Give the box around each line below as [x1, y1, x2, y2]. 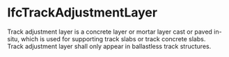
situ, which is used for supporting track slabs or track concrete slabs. [7, 34, 206, 43]
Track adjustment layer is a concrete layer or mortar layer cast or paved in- [7, 27, 222, 36]
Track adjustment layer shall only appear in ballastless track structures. [7, 42, 212, 50]
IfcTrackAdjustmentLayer [7, 5, 158, 21]
